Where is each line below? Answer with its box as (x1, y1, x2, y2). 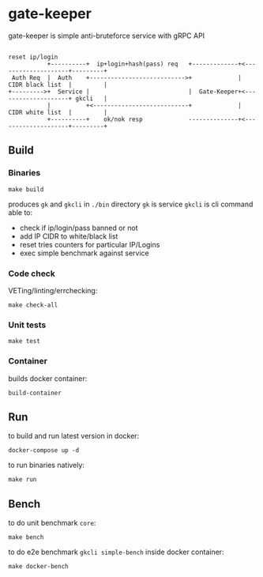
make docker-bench (8, 563, 69, 571)
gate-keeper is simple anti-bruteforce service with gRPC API (8, 31, 205, 40)
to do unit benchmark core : (8, 519, 96, 528)
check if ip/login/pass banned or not (19, 223, 138, 232)
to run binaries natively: (8, 460, 85, 470)
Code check (8, 268, 55, 279)
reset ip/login (8, 53, 58, 61)
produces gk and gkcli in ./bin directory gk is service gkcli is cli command (8, 199, 254, 209)
